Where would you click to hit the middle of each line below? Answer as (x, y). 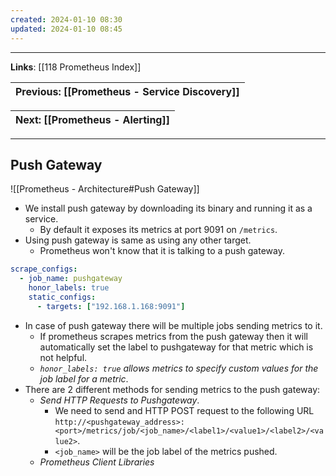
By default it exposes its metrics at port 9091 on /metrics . (158, 230)
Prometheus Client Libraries (97, 462)
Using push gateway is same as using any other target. (138, 240)
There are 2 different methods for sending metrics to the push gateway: (172, 389)
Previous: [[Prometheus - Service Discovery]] (127, 91)
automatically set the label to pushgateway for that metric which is (176, 347)
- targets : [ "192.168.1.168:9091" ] (111, 306)
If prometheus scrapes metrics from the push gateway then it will (173, 336)
